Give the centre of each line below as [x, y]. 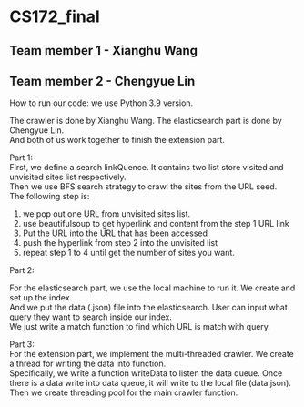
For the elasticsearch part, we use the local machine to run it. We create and [152, 288]
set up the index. [41, 298]
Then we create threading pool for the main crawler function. [124, 392]
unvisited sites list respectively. [68, 177]
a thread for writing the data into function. [88, 364]
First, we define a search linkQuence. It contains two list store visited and [147, 168]
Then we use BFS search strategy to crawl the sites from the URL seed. [143, 187]
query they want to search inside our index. [91, 317]
